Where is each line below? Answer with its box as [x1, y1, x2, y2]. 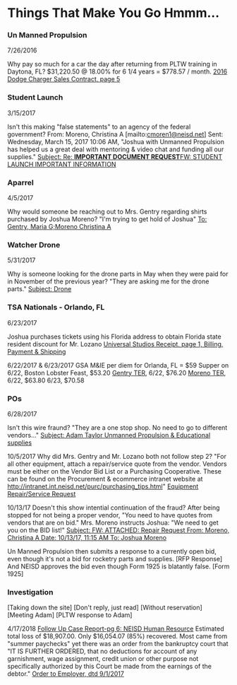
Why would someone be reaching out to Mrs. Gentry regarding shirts [7, 207, 207, 216]
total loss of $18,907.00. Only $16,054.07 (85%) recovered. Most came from [7, 632, 228, 640]
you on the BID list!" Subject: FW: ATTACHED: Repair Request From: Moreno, [7, 525, 230, 534]
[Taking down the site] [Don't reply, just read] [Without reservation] [7, 603, 202, 612]
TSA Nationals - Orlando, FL [7, 303, 105, 312]
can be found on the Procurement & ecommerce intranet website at [7, 474, 203, 483]
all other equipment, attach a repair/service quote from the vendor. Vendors [7, 459, 227, 468]
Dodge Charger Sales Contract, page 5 [7, 75, 121, 83]
